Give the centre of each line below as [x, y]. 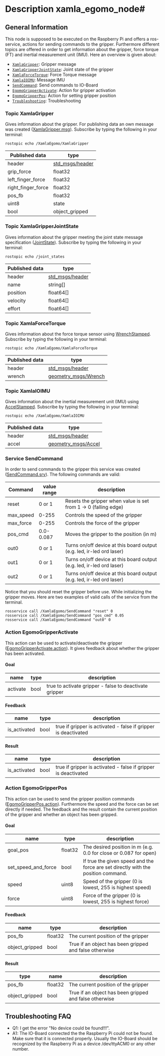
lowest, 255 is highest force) [116, 902]
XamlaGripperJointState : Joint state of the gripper [63, 69]
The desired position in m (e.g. [118, 847]
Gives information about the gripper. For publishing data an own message [79, 124]
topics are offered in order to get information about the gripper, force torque [82, 49]
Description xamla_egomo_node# [75, 9]
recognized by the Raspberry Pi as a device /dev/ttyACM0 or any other [84, 1044]
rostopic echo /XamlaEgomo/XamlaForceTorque [51, 348]
